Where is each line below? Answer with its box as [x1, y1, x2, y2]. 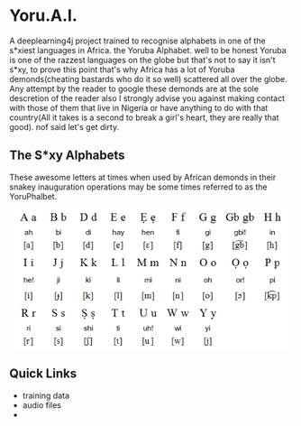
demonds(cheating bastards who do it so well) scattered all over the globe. [9, 73, 288, 84]
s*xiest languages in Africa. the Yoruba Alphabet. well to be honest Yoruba [9, 44, 287, 55]
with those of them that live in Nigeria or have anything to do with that [9, 102, 269, 113]
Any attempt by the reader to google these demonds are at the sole [9, 83, 260, 94]
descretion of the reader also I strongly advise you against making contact [9, 92, 286, 104]
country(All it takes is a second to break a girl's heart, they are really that [9, 112, 279, 123]
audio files [22, 399, 61, 411]
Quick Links [9, 366, 78, 382]
